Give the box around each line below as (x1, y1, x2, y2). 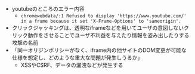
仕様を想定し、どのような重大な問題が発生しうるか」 (11, 54, 143, 61)
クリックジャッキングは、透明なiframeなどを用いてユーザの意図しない (11, 24, 184, 31)
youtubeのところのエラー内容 (11, 5, 85, 12)
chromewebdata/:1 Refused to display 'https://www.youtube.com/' (20, 13, 187, 19)
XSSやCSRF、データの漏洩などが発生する (20, 61, 123, 69)
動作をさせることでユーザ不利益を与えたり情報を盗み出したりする (27, 32, 190, 39)
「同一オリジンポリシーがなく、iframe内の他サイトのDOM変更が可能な (11, 47, 187, 54)
